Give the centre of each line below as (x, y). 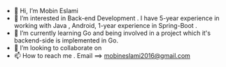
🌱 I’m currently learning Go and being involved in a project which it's (112, 33)
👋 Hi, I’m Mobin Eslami (46, 11)
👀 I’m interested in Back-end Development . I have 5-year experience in (116, 18)
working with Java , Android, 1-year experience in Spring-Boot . (105, 25)
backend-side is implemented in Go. (66, 40)
